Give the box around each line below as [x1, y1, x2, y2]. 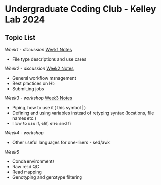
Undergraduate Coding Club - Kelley [5, 3, 156, 15]
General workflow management [12, 75, 76, 81]
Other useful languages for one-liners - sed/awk [12, 139, 110, 145]
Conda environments [12, 158, 55, 164]
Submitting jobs [12, 86, 44, 92]
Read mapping [12, 169, 42, 175]
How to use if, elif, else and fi [12, 121, 71, 126]
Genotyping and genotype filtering [12, 174, 82, 180]
